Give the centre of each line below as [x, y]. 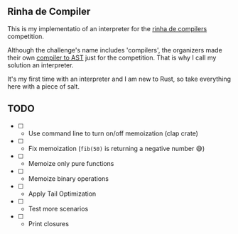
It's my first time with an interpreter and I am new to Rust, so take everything [119, 79]
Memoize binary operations [68, 178]
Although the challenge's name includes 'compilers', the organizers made [115, 50]
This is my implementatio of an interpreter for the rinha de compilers [107, 28]
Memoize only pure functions [71, 163]
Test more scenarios [58, 208]
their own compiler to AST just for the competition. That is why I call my [112, 57]
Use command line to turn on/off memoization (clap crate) [113, 133]
